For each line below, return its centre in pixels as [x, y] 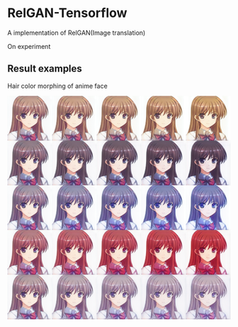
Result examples [45, 69]
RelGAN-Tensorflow [67, 13]
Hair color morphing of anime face [57, 86]
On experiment [29, 46]
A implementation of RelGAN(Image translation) [76, 33]
